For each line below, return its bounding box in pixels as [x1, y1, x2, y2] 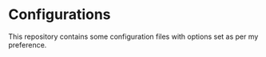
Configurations [8, 6, 111, 24]
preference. [8, 40, 47, 49]
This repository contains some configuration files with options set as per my [8, 32, 259, 41]
